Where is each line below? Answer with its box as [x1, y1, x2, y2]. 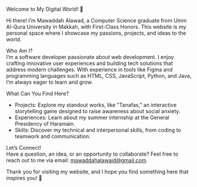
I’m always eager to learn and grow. [6, 78, 93, 86]
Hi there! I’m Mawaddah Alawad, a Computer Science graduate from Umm [6, 17, 188, 24]
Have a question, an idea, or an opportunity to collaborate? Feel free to [6, 150, 179, 158]
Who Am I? [6, 47, 33, 54]
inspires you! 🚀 [6, 175, 43, 181]
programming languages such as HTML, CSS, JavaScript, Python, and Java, [6, 73, 192, 79]
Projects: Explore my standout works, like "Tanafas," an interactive [14, 101, 177, 109]
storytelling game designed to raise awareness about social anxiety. [14, 108, 180, 114]
